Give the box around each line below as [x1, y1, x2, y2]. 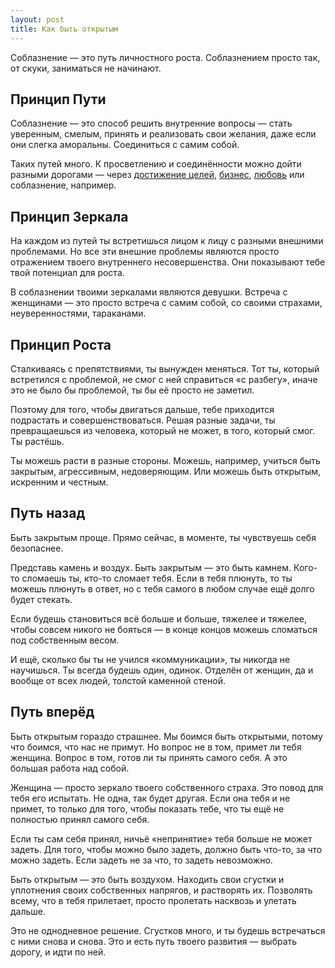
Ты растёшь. [10, 435, 65, 447]
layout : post [10, 14, 65, 25]
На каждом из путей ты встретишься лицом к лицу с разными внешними [10, 235, 324, 247]
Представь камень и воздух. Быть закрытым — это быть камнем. [10, 561, 292, 573]
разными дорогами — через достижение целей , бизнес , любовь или [10, 169, 305, 181]
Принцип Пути [10, 91, 107, 108]
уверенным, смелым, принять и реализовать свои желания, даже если [10, 128, 317, 140]
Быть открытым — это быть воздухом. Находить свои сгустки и [10, 873, 285, 885]
